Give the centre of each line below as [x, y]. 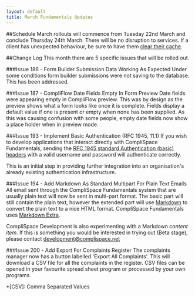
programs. [19, 275]
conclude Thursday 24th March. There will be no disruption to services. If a [97, 40]
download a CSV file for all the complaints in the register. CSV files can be [95, 262]
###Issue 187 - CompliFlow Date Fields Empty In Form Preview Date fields [96, 93]
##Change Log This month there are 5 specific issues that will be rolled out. [98, 58]
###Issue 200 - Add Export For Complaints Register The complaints [88, 250]
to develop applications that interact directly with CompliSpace [82, 142]
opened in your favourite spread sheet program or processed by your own [96, 269]
